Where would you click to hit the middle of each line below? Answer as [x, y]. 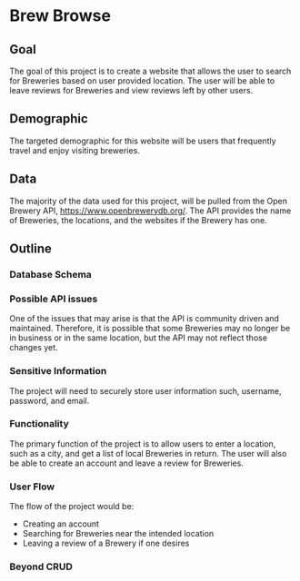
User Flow [32, 487]
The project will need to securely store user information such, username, [145, 390]
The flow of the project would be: [72, 507]
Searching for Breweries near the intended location [118, 534]
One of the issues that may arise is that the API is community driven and [145, 319]
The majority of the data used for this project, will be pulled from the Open [149, 201]
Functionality [40, 424]
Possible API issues [54, 299]
